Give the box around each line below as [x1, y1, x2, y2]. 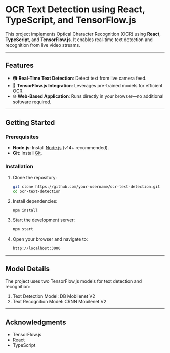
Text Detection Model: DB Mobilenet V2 [12, 293, 95, 299]
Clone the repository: [12, 174, 57, 180]
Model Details [5, 264, 50, 273]
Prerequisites [5, 133, 39, 140]
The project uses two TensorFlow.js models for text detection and [5, 278, 142, 284]
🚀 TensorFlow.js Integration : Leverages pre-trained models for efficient [12, 82, 163, 88]
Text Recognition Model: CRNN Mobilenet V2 [12, 298, 107, 304]
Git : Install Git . [12, 150, 42, 156]
